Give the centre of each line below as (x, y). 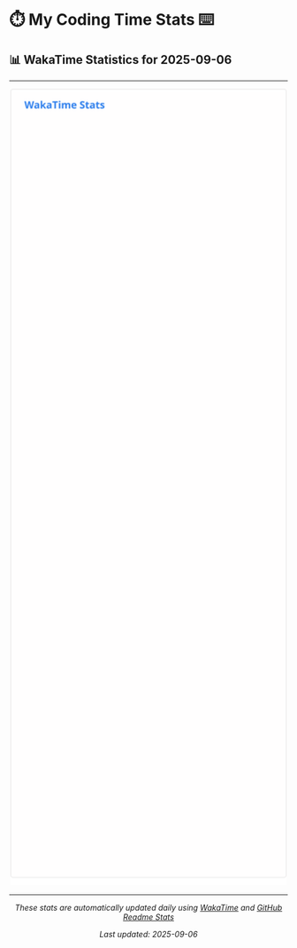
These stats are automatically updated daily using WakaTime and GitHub (148, 908)
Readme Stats (148, 917)
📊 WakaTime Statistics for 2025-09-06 (121, 60)
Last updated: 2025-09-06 (148, 935)
